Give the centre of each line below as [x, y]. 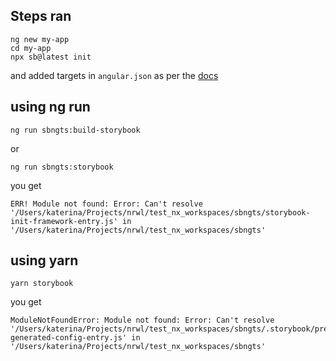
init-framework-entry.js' [64, 221]
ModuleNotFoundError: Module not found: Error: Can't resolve [142, 320]
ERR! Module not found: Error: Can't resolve [106, 204]
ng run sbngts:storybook [62, 167]
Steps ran [41, 16]
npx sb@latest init [51, 57]
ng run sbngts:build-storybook [75, 130]
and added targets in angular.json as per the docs [114, 75]
